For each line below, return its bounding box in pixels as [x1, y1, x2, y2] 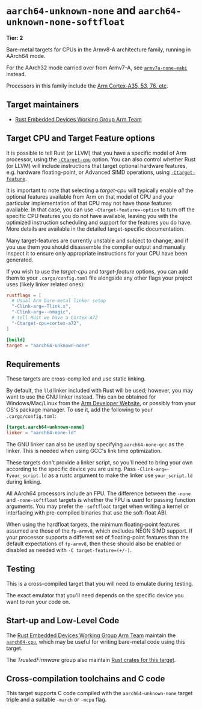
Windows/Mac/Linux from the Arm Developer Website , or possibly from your [6, 400, 196, 407]
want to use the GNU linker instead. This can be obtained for [6, 393, 156, 400]
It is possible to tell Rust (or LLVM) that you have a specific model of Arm [6, 149, 187, 156]
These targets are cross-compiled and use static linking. [6, 375, 146, 382]
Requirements [6, 359, 60, 369]
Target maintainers [6, 100, 79, 110]
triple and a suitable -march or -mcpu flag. [6, 696, 107, 704]
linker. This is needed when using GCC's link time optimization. [6, 448, 162, 454]
